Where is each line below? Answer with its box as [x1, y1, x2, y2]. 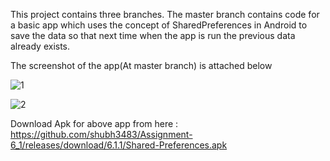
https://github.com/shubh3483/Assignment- [10, 129, 193, 140]
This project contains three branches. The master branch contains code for [10, 9, 320, 20]
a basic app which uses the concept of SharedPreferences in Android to [10, 19, 308, 31]
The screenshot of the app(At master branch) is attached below [10, 60, 273, 71]
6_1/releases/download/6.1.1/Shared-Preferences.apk [10, 139, 228, 151]
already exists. [10, 40, 71, 52]
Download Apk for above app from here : [10, 118, 179, 129]
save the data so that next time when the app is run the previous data [10, 30, 296, 41]
